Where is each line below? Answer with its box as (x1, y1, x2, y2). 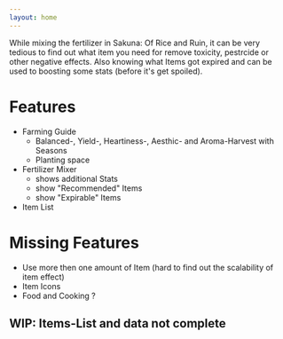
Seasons (35, 145, 68, 155)
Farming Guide (21, 126, 77, 137)
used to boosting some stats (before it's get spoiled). (9, 66, 203, 76)
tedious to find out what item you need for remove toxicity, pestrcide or (9, 46, 269, 58)
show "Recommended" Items (35, 183, 143, 193)
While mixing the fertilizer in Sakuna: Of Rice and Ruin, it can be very (9, 37, 260, 48)
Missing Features (9, 233, 139, 253)
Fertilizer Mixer (21, 163, 77, 174)
